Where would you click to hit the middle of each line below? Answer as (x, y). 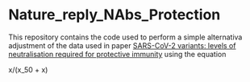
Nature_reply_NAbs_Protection (115, 15)
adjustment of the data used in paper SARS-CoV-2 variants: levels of (122, 45)
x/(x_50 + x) (28, 69)
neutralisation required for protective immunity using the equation (117, 54)
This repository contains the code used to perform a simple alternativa (125, 37)
